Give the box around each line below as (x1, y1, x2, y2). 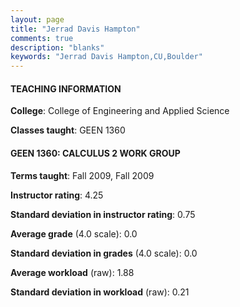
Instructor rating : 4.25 (10, 189, 104, 201)
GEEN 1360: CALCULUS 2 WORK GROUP (10, 147, 181, 159)
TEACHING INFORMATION (10, 82, 122, 95)
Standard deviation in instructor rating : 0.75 (10, 208, 196, 220)
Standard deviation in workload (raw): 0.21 (10, 286, 190, 298)
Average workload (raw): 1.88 (10, 266, 135, 278)
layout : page (10, 14, 65, 25)
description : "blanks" (10, 42, 105, 53)
